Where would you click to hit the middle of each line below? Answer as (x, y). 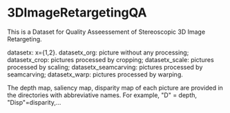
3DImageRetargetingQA (77, 13)
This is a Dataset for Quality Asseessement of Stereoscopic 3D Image (106, 32)
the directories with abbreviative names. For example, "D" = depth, (102, 95)
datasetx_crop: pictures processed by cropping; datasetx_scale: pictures (111, 59)
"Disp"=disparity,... (34, 102)
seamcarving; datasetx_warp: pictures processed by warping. (95, 74)
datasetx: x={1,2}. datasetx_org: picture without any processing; (98, 52)
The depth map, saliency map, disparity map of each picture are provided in (115, 88)
